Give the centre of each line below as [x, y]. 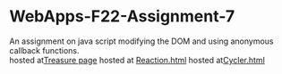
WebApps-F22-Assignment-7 [122, 16]
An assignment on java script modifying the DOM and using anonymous [141, 41]
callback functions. [44, 50]
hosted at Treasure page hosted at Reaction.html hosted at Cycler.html [137, 60]
